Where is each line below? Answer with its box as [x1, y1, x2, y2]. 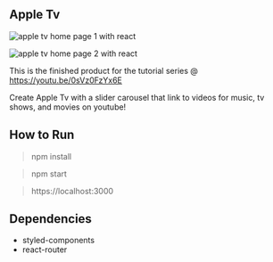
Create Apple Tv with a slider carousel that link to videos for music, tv [9, 92, 265, 102]
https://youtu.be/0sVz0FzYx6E [9, 75, 123, 86]
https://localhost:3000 [30, 185, 114, 196]
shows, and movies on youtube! [9, 102, 127, 112]
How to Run [9, 127, 75, 143]
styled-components [21, 235, 95, 246]
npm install [30, 151, 72, 161]
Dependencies [9, 211, 92, 226]
